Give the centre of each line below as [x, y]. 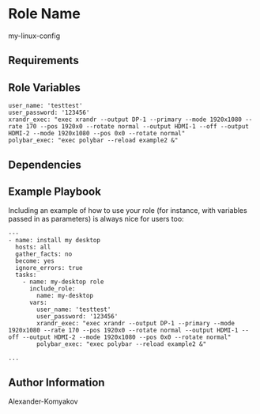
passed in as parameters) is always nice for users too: [96, 219]
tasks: [26, 275]
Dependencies [45, 164]
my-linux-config [34, 36]
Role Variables [44, 87]
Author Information [57, 382]
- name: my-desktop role [63, 282]
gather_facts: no [44, 254]
